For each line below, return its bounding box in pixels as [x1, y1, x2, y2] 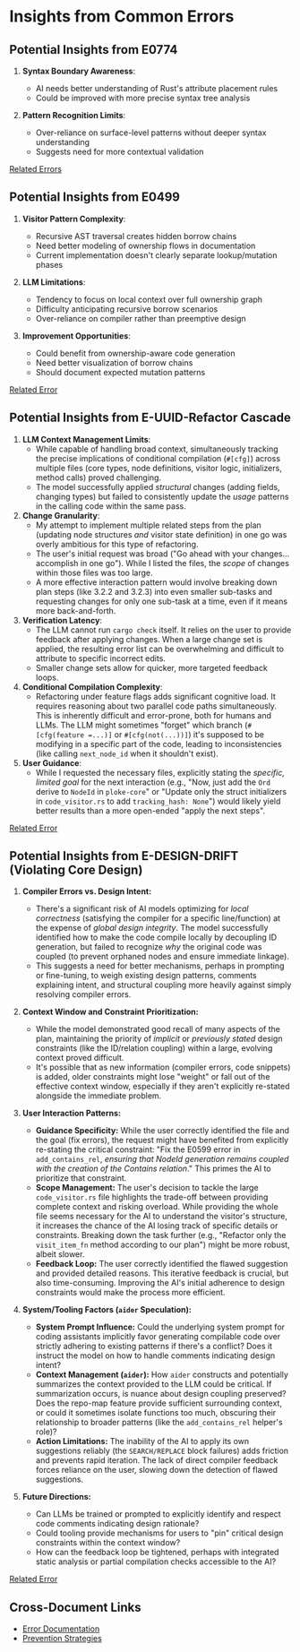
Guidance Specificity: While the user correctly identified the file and [35, 1125, 289, 1136]
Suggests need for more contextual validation [35, 146, 204, 157]
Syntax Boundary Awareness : [21, 65, 136, 76]
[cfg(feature [35, 730, 85, 740]
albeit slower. [35, 1249, 85, 1260]
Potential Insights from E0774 [9, 42, 178, 57]
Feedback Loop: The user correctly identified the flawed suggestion [35, 1259, 288, 1269]
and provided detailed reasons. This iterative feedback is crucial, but [35, 1268, 289, 1278]
